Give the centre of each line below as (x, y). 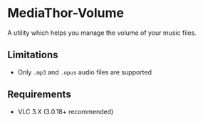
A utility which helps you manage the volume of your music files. (102, 33)
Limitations (33, 55)
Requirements (39, 95)
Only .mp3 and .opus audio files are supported (84, 72)
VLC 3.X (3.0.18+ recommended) (66, 111)
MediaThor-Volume (66, 13)
